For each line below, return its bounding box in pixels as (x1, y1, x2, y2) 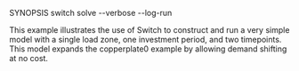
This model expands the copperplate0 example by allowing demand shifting (9, 43, 287, 54)
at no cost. (9, 53, 49, 63)
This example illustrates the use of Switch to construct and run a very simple (9, 25, 290, 35)
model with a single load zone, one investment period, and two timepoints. (9, 35, 282, 44)
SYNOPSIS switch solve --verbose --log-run (9, 8, 173, 18)
